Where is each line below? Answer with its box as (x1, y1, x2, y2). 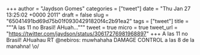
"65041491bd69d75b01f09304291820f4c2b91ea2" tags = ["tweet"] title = (6, 18, 189, 24)
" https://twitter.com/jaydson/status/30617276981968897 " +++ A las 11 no (6, 30, 188, 37)
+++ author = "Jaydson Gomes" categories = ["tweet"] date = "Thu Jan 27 (6, 5, 191, 12)
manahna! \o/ (6, 43, 40, 50)
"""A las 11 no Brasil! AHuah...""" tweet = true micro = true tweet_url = (6, 24, 178, 31)
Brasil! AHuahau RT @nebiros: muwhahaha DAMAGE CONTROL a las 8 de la (6, 37, 195, 43)
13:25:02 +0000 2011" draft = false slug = (6, 11, 109, 18)
